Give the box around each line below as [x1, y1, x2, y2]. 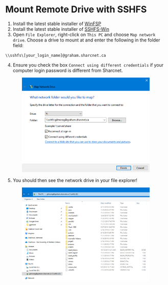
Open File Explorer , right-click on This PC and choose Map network [12, 31, 156, 37]
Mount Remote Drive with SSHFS [5, 4, 147, 15]
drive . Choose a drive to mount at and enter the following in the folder [12, 37, 160, 43]
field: [12, 42, 24, 48]
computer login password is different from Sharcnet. [12, 67, 123, 73]
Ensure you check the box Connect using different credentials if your [12, 62, 164, 68]
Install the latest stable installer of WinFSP [12, 21, 102, 27]
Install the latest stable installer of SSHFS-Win [12, 26, 110, 32]
